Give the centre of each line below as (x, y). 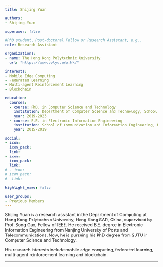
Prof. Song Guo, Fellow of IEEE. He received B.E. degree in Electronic (74, 225)
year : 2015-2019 (30, 130)
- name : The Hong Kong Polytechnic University (53, 58)
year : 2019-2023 (30, 116)
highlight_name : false (28, 188)
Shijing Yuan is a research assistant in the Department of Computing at (76, 215)
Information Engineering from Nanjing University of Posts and (66, 230)
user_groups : (18, 196)
